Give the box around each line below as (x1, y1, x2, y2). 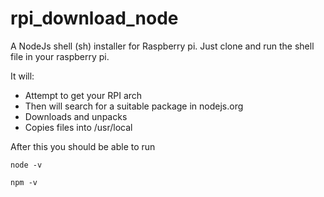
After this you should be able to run (10, 140, 156, 152)
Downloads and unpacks (24, 110, 128, 122)
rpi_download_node (10, 7, 179, 30)
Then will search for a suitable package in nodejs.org (24, 100, 244, 112)
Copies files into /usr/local (24, 121, 133, 133)
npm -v (10, 177, 38, 187)
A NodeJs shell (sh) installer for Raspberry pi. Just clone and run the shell (10, 40, 315, 52)
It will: (10, 70, 35, 82)
